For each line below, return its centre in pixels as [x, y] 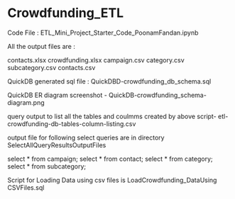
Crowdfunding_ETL [66, 13]
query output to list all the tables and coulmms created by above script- [112, 116]
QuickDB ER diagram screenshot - [58, 95]
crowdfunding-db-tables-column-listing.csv [72, 124]
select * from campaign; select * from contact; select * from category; [110, 159]
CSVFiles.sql [26, 187]
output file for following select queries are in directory [86, 137]
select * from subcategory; [47, 166]
